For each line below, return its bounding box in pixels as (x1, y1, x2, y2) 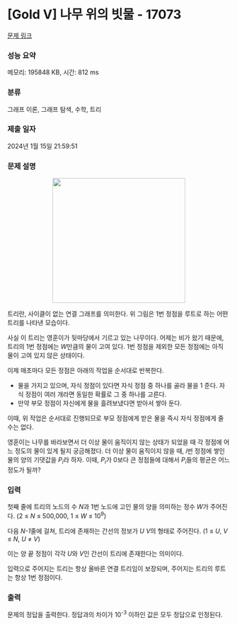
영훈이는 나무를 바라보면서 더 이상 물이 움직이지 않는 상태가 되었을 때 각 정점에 (7, 438, 223, 447)
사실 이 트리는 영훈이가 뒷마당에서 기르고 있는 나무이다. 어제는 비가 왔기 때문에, (7, 333, 224, 342)
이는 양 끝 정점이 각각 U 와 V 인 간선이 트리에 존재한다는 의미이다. (7, 549, 184, 558)
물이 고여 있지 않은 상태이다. (7, 351, 85, 360)
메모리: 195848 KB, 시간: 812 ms (7, 68, 99, 76)
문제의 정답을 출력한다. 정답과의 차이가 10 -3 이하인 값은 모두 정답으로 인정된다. (7, 609, 223, 619)
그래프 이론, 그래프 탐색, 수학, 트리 (7, 105, 102, 113)
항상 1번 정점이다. (14, 573, 63, 581)
